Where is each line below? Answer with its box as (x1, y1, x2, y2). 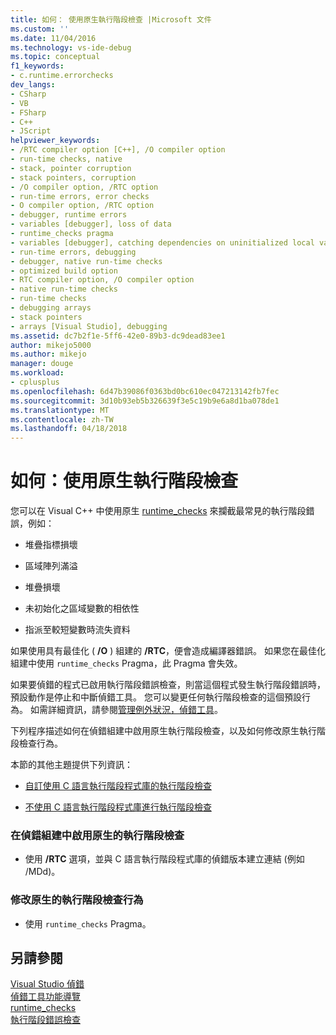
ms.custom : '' (10, 24, 70, 34)
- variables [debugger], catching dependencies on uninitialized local (10, 237, 315, 248)
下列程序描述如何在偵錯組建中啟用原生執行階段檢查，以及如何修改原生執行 (10, 725, 317, 737)
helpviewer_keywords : (10, 136, 101, 146)
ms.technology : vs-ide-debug (10, 42, 132, 53)
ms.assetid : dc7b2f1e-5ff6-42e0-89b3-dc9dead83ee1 (10, 331, 226, 341)
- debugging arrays (10, 303, 92, 313)
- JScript (10, 126, 52, 136)
